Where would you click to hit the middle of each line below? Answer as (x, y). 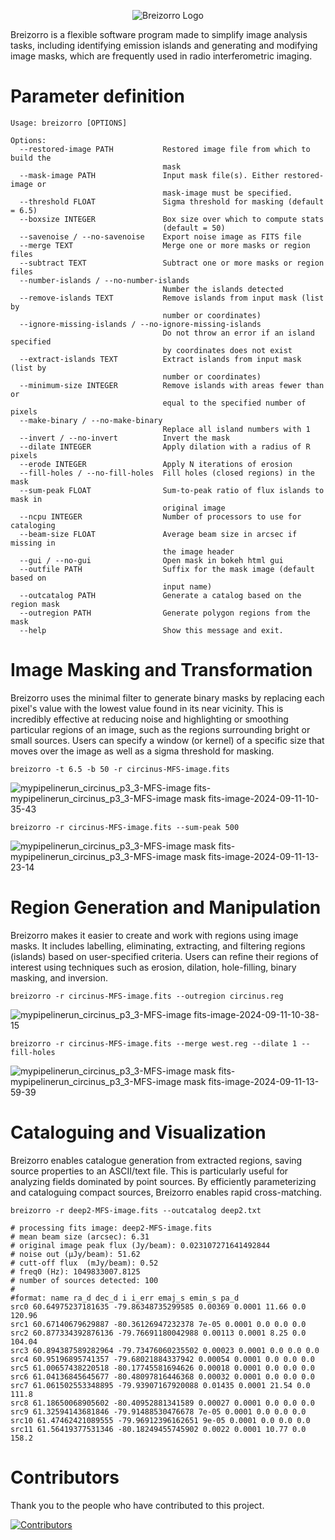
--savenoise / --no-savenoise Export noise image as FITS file (160, 236)
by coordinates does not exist (227, 350)
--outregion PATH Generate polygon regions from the (165, 613)
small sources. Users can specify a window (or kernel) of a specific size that (167, 740)
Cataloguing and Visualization (138, 1132)
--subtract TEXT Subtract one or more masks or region (172, 263)
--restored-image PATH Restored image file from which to (165, 149)
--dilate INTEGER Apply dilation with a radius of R (165, 446)
